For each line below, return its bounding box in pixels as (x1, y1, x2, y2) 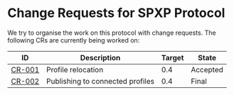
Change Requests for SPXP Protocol (7, 5, 225, 21)
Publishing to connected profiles (46, 76, 155, 86)
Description (80, 52, 121, 62)
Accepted (191, 65, 224, 74)
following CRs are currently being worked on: (7, 35, 140, 44)
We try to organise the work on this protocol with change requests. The (7, 28, 216, 37)
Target (161, 52, 184, 62)
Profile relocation (46, 65, 104, 74)
